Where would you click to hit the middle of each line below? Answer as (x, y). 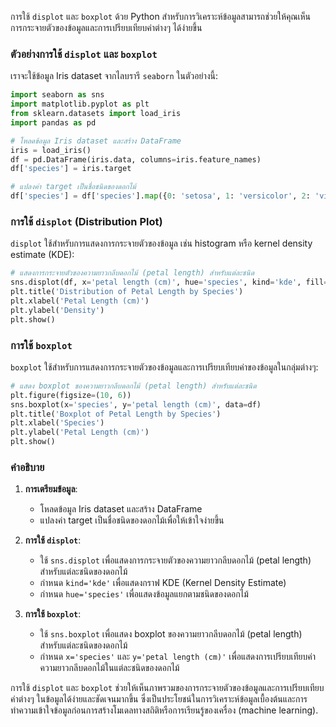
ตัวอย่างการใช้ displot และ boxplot (84, 54)
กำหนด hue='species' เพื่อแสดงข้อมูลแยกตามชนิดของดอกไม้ (144, 594)
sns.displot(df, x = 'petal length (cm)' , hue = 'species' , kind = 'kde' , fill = (169, 282)
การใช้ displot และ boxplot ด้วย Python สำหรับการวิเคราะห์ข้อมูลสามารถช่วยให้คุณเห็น (161, 16)
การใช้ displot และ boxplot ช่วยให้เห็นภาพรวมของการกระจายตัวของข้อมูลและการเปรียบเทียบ (167, 688)
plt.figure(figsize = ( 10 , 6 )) (71, 395)
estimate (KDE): (42, 255)
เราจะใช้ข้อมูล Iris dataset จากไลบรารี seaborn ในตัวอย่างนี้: (114, 76)
